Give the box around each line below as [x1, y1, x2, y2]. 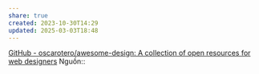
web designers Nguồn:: [8, 56, 86, 66]
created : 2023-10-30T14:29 [8, 19, 99, 27]
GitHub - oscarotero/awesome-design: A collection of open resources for [8, 49, 251, 58]
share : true [8, 11, 48, 20]
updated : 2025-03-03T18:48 [8, 26, 99, 34]
